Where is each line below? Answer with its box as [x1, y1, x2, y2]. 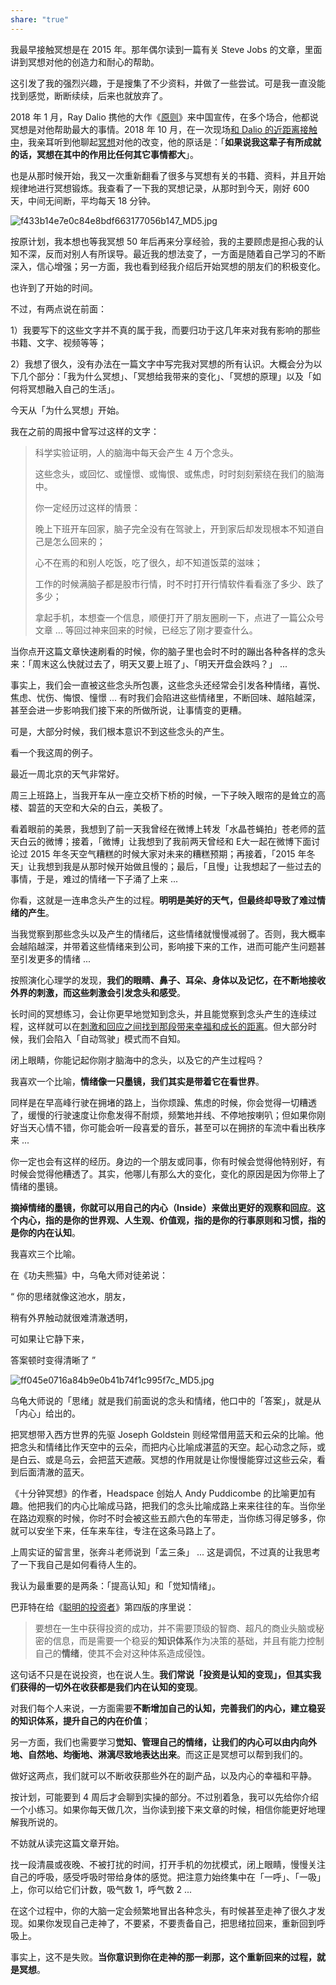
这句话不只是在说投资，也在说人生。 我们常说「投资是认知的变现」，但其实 [10, 1668, 313, 1680]
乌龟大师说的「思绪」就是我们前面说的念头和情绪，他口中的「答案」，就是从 [10, 1394, 322, 1406]
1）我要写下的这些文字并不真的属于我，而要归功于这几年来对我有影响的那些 [10, 324, 321, 336]
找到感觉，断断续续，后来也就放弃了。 [10, 89, 168, 101]
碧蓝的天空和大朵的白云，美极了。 [27, 801, 168, 813]
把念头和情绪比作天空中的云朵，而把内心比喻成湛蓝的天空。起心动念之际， [10, 1441, 317, 1453]
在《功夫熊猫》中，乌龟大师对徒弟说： [10, 1269, 168, 1281]
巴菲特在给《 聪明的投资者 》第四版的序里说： [10, 1601, 195, 1613]
